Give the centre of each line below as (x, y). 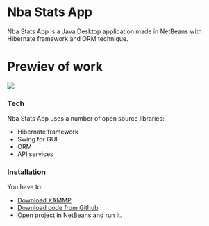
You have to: (25, 187)
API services (35, 154)
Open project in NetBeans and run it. (69, 215)
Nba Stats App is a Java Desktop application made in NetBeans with (105, 31)
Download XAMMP (44, 200)
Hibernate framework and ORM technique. (68, 38)
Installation (27, 172)
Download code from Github (58, 208)
